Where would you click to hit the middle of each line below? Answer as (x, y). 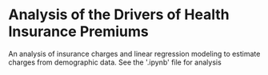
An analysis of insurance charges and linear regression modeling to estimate (134, 53)
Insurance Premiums (79, 32)
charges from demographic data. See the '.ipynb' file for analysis (115, 62)
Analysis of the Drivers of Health (119, 15)
